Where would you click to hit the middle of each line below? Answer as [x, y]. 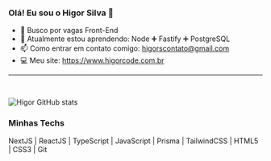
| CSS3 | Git [28, 149]
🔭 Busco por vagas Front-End [69, 31]
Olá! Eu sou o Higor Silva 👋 [61, 13]
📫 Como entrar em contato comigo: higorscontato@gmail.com [125, 48]
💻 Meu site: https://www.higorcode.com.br [92, 60]
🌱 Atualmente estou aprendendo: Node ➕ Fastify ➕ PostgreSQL [125, 39]
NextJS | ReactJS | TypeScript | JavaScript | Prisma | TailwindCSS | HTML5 [133, 141]
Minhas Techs [36, 123]
